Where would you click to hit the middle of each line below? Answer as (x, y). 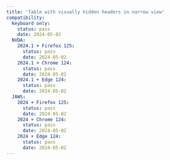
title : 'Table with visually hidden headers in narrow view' (86, 12)
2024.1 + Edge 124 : (42, 80)
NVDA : (19, 40)
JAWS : (19, 97)
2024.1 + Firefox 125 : (46, 46)
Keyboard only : (31, 23)
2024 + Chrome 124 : (42, 119)
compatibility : (26, 18)
